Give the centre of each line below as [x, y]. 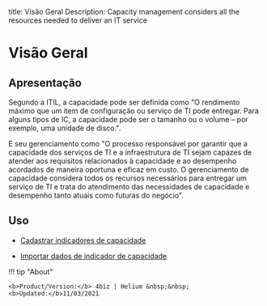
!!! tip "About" [31, 271]
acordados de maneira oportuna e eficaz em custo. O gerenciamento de [129, 170]
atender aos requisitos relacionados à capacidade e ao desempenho [123, 161]
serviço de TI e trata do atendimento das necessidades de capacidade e [129, 187]
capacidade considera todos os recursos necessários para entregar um [127, 178]
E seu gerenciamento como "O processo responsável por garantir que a [128, 144]
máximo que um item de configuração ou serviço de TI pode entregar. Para [133, 111]
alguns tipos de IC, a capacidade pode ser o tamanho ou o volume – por [128, 119]
